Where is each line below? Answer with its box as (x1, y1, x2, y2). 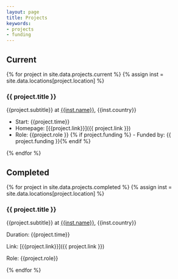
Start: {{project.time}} (15, 118, 70, 125)
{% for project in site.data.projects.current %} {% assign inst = (6, 70, 164, 78)
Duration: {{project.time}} (6, 231, 70, 239)
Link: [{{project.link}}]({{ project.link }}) (6, 243, 105, 250)
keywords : (6, 20, 32, 26)
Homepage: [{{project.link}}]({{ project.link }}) (15, 125, 131, 132)
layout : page (6, 9, 40, 15)
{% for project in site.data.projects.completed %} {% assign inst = (6, 184, 173, 191)
